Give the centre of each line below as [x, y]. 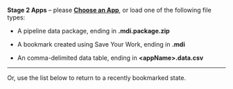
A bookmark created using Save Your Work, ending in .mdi [101, 44]
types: [16, 17]
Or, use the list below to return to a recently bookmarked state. [96, 78]
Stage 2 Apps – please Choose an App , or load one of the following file [109, 10]
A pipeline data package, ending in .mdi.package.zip [93, 31]
